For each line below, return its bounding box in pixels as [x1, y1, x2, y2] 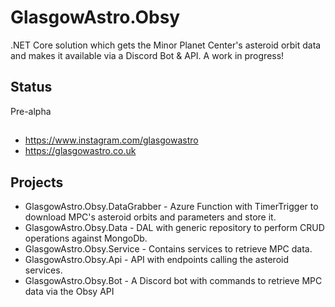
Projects [10, 174, 64, 191]
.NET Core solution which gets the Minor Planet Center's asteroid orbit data [10, 39, 322, 51]
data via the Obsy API [24, 285, 115, 297]
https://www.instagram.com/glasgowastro [24, 134, 199, 146]
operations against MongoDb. [24, 232, 148, 244]
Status [10, 79, 53, 96]
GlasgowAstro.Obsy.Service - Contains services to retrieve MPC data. [24, 242, 313, 255]
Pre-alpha [10, 105, 52, 117]
